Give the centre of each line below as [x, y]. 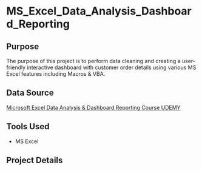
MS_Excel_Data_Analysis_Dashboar [99, 11]
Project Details [35, 160]
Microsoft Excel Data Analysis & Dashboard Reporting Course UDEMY [93, 107]
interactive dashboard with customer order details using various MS [112, 67]
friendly [16, 67]
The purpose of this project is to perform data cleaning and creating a [93, 61]
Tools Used [28, 126]
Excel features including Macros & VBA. [56, 74]
